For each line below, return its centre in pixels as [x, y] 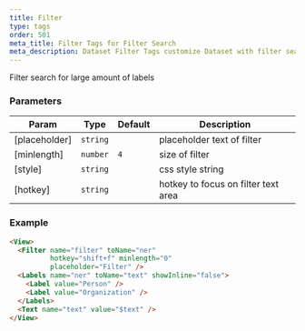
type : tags [30, 26]
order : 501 [30, 35]
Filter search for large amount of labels [82, 77]
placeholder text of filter [210, 140]
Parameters [35, 101]
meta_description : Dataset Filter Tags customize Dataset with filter [146, 52]
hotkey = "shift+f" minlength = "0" [111, 259]
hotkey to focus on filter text [219, 185]
